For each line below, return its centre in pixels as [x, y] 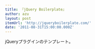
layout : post [18, 18]
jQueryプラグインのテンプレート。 [39, 42]
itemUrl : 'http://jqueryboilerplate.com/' [48, 23]
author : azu [17, 14]
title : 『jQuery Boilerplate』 [36, 9]
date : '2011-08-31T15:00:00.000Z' [40, 27]
